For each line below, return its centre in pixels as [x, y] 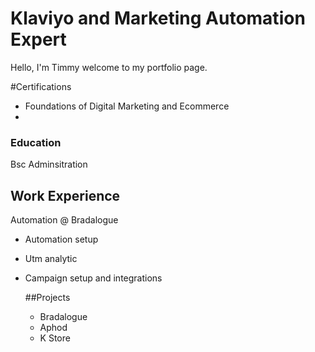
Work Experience [65, 195]
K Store [55, 338]
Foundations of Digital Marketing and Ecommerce [127, 106]
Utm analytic [51, 259]
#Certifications [41, 86]
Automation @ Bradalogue [64, 220]
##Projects [47, 298]
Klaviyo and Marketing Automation [158, 18]
